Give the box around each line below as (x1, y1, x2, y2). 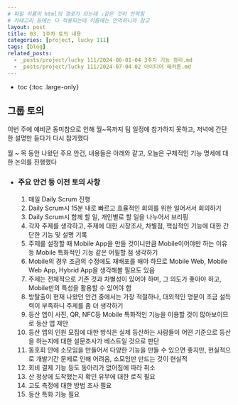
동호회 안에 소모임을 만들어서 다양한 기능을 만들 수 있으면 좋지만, (28, 345, 207, 354)
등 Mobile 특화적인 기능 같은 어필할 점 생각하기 (28, 248, 158, 256)
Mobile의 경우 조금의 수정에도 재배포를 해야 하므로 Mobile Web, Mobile (28, 257, 228, 265)
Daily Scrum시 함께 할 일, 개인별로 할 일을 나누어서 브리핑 (28, 212, 189, 221)
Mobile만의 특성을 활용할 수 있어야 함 (28, 283, 132, 292)
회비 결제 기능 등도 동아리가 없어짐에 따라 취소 (28, 363, 156, 372)
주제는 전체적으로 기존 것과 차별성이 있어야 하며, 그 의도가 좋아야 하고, (28, 274, 222, 283)
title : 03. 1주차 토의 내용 (7, 30, 82, 38)
